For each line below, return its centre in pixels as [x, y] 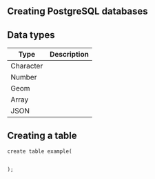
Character [27, 66]
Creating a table [42, 135]
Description [69, 55]
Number [24, 77]
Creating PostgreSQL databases [77, 11]
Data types [31, 35]
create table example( [40, 151]
